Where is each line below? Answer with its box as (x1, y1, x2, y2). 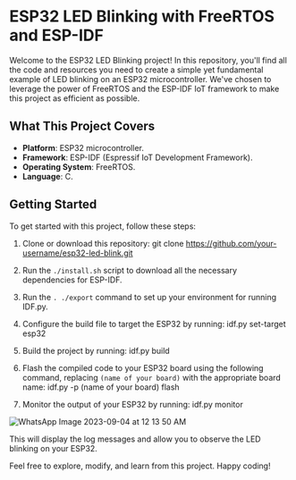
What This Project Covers (9, 119, 156, 134)
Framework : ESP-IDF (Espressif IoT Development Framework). (21, 152, 253, 163)
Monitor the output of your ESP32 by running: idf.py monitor (21, 399, 243, 409)
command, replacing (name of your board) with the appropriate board (21, 372, 282, 383)
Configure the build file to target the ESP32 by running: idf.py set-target (21, 318, 286, 329)
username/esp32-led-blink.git (21, 248, 133, 258)
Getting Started (9, 197, 97, 212)
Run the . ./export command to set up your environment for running (21, 291, 277, 302)
